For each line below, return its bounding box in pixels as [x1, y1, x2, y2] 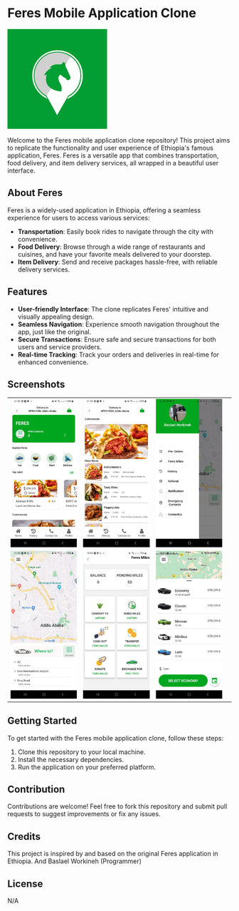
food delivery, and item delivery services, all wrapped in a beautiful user [7, 158, 219, 167]
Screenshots [7, 378, 65, 390]
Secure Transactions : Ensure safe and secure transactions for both [17, 335, 217, 344]
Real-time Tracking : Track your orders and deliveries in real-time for [17, 350, 219, 359]
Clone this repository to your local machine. [17, 747, 146, 756]
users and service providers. [17, 342, 102, 351]
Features [7, 286, 48, 298]
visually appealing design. [17, 312, 95, 321]
